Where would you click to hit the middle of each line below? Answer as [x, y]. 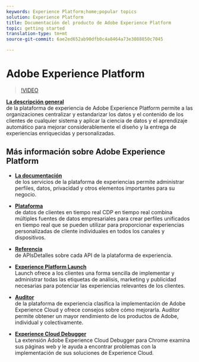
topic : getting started [36, 28]
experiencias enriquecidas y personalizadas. [61, 133]
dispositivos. [30, 237]
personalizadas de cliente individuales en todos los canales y [90, 231]
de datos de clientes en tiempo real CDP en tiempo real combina [94, 212]
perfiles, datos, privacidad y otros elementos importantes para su [95, 188]
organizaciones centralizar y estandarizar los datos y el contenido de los [95, 114]
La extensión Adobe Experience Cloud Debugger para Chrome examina [102, 340]
